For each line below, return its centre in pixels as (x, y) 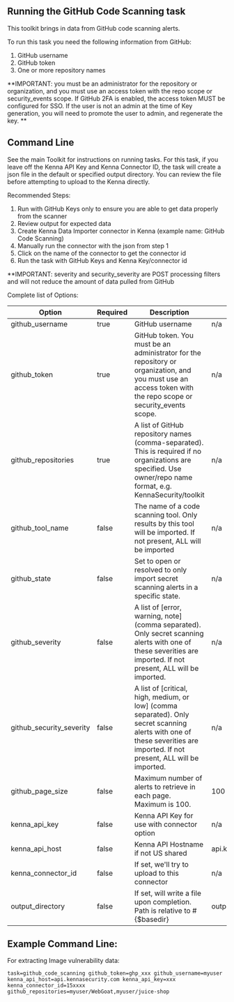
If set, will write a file (168, 893)
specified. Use (158, 469)
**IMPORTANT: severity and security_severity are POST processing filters (114, 274)
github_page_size (39, 791)
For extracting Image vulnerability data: (63, 961)
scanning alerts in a (166, 587)
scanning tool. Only (166, 515)
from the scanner (42, 216)
